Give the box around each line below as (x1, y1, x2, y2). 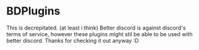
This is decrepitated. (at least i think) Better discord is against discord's (6, 24, 186, 31)
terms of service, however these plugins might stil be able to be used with (6, 30, 193, 37)
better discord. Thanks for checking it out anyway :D (6, 37, 139, 44)
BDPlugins (6, 4, 61, 18)
